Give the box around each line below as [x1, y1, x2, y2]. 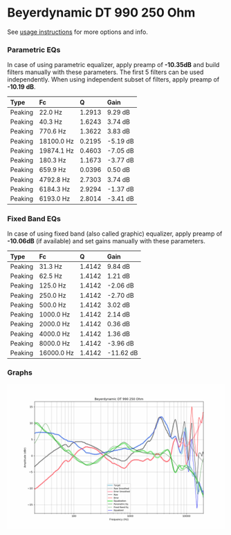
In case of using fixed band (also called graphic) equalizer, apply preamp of [7, 229, 223, 238]
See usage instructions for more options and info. [7, 28, 149, 36]
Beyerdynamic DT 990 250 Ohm [7, 5, 196, 21]
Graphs [7, 368, 33, 377]
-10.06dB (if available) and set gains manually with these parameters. [7, 237, 205, 245]
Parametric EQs [7, 45, 61, 55]
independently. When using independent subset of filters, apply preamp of [7, 75, 220, 84]
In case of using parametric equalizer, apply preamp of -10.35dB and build [7, 61, 220, 69]
